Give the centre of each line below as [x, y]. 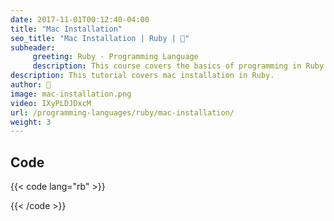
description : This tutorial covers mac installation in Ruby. [142, 76]
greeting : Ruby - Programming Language [115, 57]
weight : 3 [31, 122]
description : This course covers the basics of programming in [167, 66]
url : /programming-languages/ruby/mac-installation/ [122, 112]
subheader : [33, 47]
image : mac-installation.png [71, 94]
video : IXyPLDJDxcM [51, 103]
